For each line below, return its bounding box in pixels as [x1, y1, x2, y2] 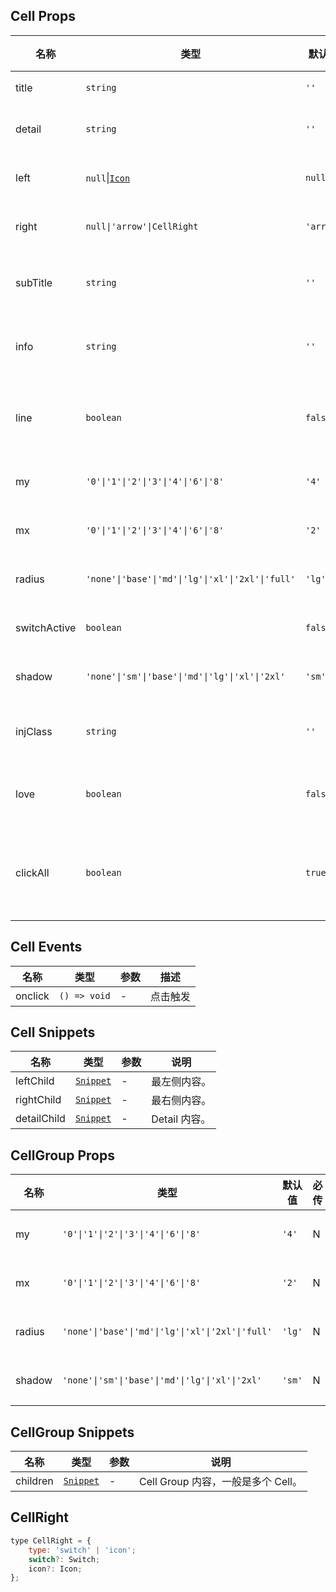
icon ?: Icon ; [28, 1564, 83, 1574]
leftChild [15, 1074, 55, 1088]
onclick [15, 989, 50, 1003]
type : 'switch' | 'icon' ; [28, 1545, 137, 1555]
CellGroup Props [10, 1147, 115, 1164]
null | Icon [85, 170, 131, 184]
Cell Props [10, 8, 76, 25]
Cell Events [10, 939, 83, 956]
